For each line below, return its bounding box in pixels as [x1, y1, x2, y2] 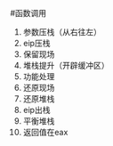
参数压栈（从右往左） [22, 27, 101, 37]
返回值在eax [22, 127, 69, 137]
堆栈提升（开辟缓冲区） [22, 61, 109, 70]
